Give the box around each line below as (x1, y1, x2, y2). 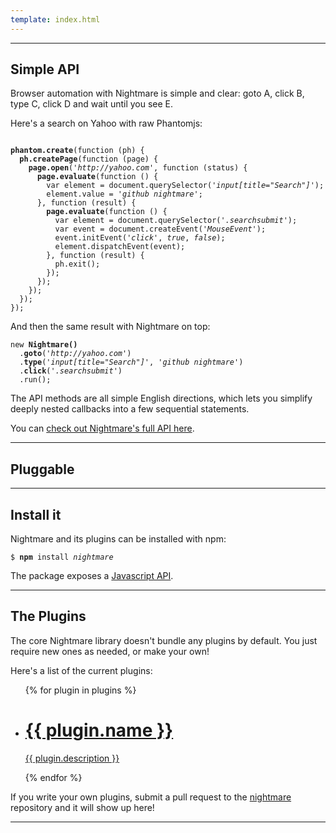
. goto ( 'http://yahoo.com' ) (19, 349, 132, 359)
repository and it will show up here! (10, 801, 155, 813)
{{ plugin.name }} (24, 719, 174, 742)
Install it (10, 506, 62, 523)
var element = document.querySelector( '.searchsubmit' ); (54, 216, 298, 226)
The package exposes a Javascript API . (10, 570, 174, 582)
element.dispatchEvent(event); (54, 242, 186, 252)
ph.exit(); (54, 259, 101, 270)
